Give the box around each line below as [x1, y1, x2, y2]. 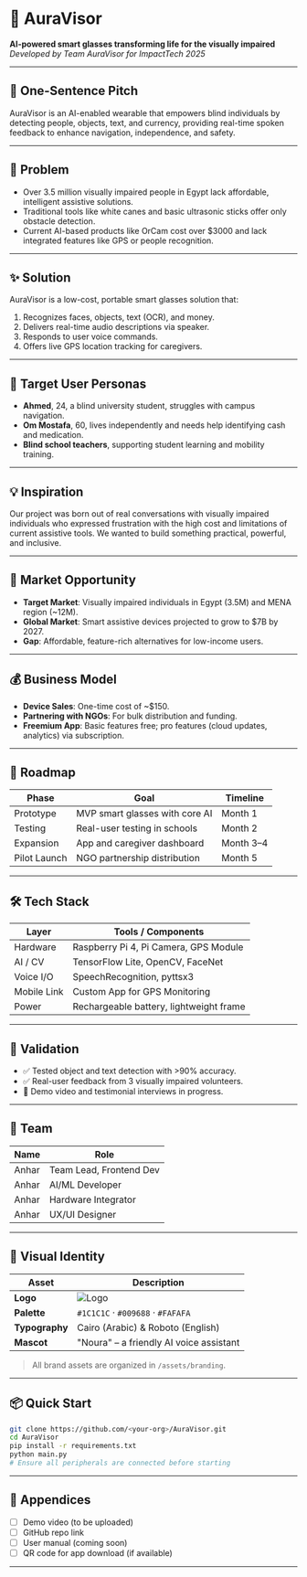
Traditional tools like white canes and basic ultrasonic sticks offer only [22, 206, 288, 217]
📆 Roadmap [9, 765, 76, 781]
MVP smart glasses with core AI [76, 807, 213, 820]
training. [22, 449, 55, 460]
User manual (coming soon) [22, 1537, 128, 1548]
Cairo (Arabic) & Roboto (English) [77, 1321, 220, 1334]
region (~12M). [22, 606, 79, 617]
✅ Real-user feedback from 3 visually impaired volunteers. [22, 1076, 244, 1087]
